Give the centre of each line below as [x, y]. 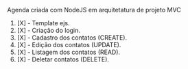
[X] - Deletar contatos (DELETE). [63, 59]
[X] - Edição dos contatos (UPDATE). [69, 45]
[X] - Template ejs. [43, 23]
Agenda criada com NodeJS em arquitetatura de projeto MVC [94, 10]
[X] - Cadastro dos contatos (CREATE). [72, 38]
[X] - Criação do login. [49, 30]
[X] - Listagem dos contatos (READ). [69, 52]
